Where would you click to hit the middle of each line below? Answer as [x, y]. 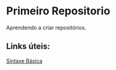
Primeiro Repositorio [58, 11]
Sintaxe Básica [25, 60]
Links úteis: [28, 46]
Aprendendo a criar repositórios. [46, 28]
